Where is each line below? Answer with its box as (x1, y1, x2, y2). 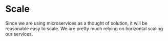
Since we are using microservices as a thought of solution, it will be (5, 20, 148, 26)
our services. (5, 31, 33, 37)
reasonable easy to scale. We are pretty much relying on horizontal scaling (5, 25, 163, 31)
